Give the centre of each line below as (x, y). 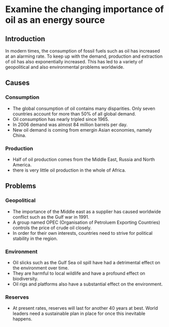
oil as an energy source (55, 20)
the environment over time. (41, 268)
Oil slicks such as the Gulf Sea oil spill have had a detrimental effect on (86, 262)
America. (22, 165)
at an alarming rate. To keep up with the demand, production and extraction (84, 56)
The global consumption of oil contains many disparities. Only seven (84, 108)
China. (19, 135)
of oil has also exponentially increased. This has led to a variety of (74, 62)
